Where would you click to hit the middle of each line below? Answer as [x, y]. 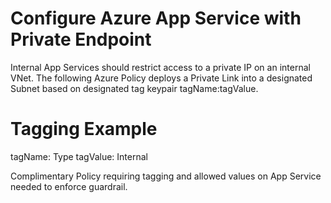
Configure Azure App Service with [156, 18]
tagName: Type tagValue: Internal [79, 156]
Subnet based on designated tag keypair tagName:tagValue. [134, 88]
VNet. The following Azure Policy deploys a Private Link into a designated [161, 78]
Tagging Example [84, 129]
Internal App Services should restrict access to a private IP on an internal [160, 67]
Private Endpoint [81, 39]
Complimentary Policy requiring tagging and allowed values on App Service [166, 176]
